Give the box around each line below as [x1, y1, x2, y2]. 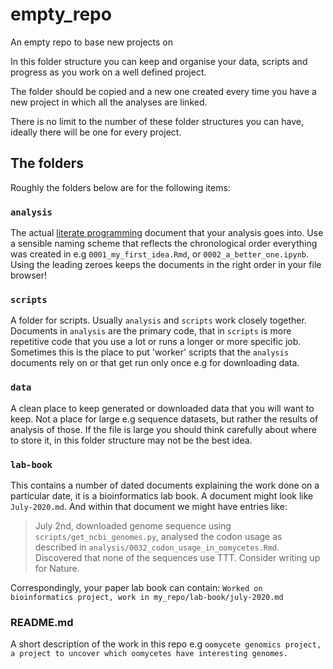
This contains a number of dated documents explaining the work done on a [10, 479, 320, 491]
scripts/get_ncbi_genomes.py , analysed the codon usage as [34, 530, 283, 542]
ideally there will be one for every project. [10, 126, 182, 138]
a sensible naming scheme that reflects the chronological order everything [10, 238, 318, 250]
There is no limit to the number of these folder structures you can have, [10, 115, 304, 127]
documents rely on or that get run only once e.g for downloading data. [10, 357, 300, 369]
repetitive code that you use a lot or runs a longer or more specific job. [10, 336, 302, 348]
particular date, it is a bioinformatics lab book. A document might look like [10, 489, 314, 502]
